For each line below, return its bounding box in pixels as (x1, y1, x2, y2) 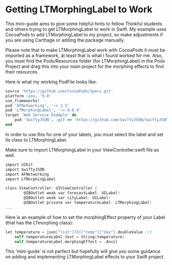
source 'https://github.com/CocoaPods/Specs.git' (5, 88, 114, 93)
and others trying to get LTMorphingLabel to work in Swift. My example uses (5, 26, 167, 32)
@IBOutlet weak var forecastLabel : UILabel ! (24, 191, 120, 196)
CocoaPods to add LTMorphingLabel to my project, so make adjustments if (5, 31, 163, 37)
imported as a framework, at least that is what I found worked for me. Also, (5, 52, 163, 59)
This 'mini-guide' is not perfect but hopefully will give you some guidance (5, 248, 161, 255)
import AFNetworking (5, 172, 50, 177)
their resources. (5, 68, 39, 75)
